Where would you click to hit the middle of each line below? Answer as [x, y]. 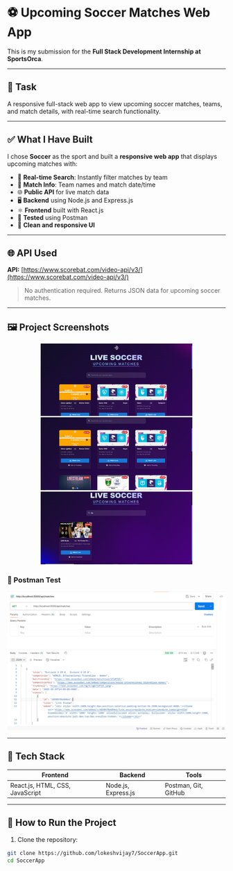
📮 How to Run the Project [62, 823]
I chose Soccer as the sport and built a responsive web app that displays [112, 156]
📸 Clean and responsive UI [56, 225]
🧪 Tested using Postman [52, 217]
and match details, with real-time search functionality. [84, 111]
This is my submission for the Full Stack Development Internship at [104, 51]
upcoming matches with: [42, 164]
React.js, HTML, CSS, [41, 785]
